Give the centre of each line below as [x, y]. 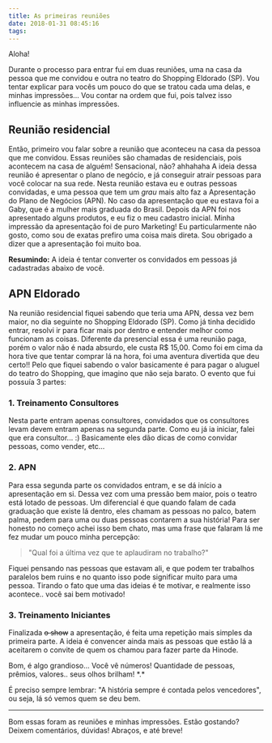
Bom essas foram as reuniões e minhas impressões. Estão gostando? [124, 721]
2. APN [22, 468]
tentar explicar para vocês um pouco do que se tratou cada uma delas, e [130, 87]
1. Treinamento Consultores [64, 403]
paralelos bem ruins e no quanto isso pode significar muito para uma [123, 577]
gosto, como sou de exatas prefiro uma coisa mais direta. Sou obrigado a [131, 235]
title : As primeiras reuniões [59, 16]
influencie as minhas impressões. [64, 104]
